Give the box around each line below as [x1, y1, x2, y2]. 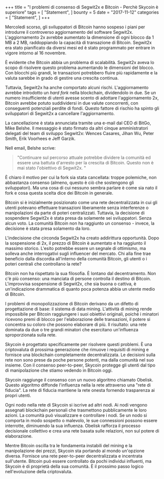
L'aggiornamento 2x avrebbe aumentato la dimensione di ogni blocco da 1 [5, 34, 154, 40]
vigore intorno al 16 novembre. [5, 50, 67, 56]
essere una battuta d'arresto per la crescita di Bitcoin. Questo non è [17, 160, 154, 165]
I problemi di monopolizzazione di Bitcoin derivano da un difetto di [5, 301, 139, 306]
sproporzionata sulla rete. [5, 332, 57, 338]
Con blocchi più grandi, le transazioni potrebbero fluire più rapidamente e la [5, 70, 158, 75]
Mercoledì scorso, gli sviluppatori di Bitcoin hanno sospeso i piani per [5, 24, 145, 30]
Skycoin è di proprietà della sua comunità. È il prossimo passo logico [5, 463, 143, 469]
